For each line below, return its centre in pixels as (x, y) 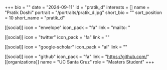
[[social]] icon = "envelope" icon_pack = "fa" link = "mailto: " (67, 27)
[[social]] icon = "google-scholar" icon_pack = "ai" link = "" (66, 47)
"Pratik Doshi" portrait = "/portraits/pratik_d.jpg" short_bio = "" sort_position (83, 12)
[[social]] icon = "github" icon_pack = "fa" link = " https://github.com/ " (77, 56)
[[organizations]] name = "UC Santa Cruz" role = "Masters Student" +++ (80, 62)
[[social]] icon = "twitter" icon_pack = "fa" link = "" (57, 37)
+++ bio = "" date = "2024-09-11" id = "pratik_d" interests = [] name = (77, 7)
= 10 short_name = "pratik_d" (35, 18)
